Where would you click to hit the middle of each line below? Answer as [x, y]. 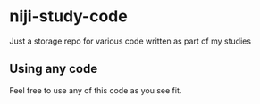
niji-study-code [68, 16]
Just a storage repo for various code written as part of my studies [130, 41]
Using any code [54, 69]
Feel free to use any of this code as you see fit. [96, 90]
